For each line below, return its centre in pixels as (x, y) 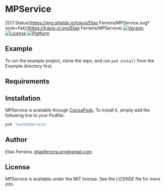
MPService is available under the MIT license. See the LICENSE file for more (83, 179)
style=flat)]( (17, 28)
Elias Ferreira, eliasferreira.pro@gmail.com (49, 152)
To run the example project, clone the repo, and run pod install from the (80, 61)
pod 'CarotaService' (27, 124)
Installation (23, 98)
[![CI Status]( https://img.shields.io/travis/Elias (52, 23)
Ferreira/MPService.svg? (124, 23)
